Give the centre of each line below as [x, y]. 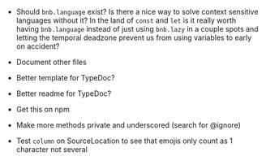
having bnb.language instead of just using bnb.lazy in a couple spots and [137, 29]
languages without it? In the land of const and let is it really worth [126, 20]
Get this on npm [43, 109]
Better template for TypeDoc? [65, 78]
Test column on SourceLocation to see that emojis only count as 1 [124, 141]
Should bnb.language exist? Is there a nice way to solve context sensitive [137, 12]
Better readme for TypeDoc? [64, 94]
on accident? [38, 46]
